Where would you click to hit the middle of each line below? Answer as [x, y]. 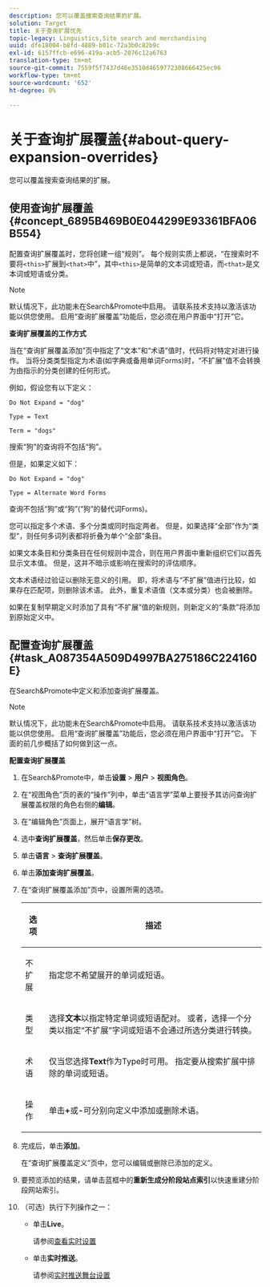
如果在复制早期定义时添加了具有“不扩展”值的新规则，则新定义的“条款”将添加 [135, 607]
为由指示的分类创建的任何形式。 [62, 370]
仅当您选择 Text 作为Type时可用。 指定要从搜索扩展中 [148, 1061]
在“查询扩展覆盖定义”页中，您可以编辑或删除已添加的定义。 [119, 1163]
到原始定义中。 [34, 617]
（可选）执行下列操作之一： [66, 1207]
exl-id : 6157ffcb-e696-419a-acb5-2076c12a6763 [88, 53]
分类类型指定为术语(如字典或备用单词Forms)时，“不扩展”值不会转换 [150, 361]
